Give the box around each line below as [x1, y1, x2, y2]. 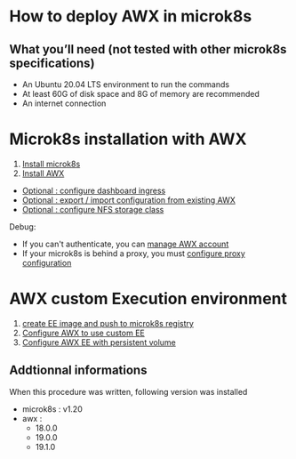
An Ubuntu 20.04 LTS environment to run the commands [21, 79, 229, 90]
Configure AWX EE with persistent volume [21, 336, 176, 348]
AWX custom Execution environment [9, 289, 287, 309]
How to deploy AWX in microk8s [9, 6, 252, 27]
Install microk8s [21, 158, 81, 169]
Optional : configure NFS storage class [21, 204, 164, 214]
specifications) [9, 55, 95, 70]
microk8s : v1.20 [21, 403, 83, 415]
